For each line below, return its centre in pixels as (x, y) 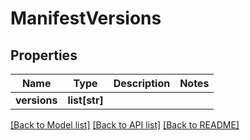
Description (142, 83)
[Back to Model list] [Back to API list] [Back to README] (125, 125)
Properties (44, 55)
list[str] (85, 100)
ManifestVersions (86, 18)
